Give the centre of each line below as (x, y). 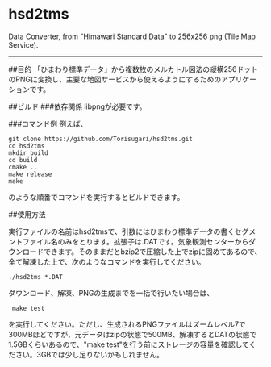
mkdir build (28, 153)
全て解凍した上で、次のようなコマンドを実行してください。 (107, 261)
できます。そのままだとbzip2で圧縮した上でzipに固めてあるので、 (152, 252)
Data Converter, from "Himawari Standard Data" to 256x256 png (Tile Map (132, 36)
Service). (23, 44)
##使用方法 (27, 214)
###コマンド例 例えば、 (48, 123)
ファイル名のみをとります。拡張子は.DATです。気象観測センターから (135, 241)
